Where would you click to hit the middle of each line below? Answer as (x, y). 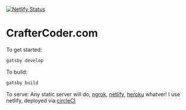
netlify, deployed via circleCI (41, 100)
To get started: (24, 49)
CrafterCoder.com (52, 33)
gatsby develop (25, 60)
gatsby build (22, 83)
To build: (17, 72)
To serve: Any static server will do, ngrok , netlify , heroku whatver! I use (93, 94)
